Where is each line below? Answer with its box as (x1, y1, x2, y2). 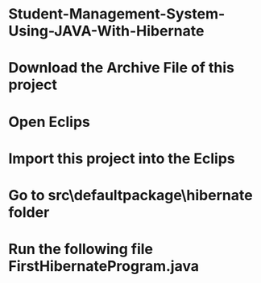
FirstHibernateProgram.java (8, 257, 200, 276)
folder (8, 203, 50, 221)
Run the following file (8, 240, 153, 258)
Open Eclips (8, 113, 90, 131)
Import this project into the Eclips (8, 150, 235, 167)
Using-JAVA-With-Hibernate (8, 22, 205, 40)
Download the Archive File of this (8, 59, 235, 77)
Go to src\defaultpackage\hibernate (8, 186, 253, 204)
